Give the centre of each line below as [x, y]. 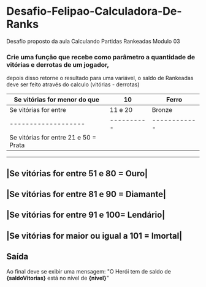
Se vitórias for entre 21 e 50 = [53, 138]
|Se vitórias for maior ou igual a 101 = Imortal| [94, 236]
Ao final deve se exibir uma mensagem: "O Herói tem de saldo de [89, 271]
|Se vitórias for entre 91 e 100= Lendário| [86, 215]
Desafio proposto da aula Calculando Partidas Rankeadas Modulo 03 [93, 41]
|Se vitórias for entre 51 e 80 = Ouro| [77, 173]
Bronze [162, 110]
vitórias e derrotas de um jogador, [58, 64]
